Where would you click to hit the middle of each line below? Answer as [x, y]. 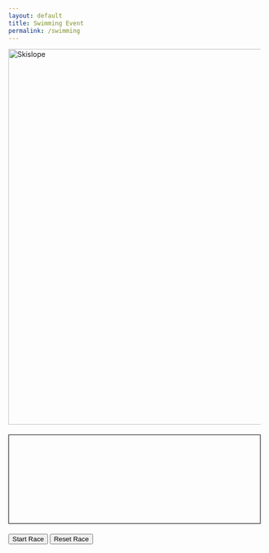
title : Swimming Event [46, 23]
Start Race [28, 539]
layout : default [35, 16]
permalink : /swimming [44, 30]
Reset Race [71, 539]
